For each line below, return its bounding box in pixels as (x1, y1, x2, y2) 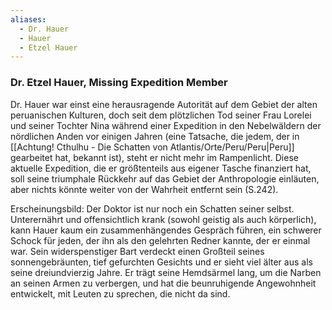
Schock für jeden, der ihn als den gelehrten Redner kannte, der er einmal (10, 234, 311, 246)
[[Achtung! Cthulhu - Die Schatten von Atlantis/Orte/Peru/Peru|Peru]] (10, 141, 295, 153)
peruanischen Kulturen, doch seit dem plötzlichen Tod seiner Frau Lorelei (10, 109, 312, 121)
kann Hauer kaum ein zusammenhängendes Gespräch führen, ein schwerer (10, 224, 322, 236)
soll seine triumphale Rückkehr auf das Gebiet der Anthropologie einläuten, (10, 172, 320, 185)
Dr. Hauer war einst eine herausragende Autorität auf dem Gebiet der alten (10, 98, 318, 110)
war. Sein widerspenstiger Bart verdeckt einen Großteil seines (10, 245, 265, 257)
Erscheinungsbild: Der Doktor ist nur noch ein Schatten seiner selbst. (10, 202, 295, 215)
